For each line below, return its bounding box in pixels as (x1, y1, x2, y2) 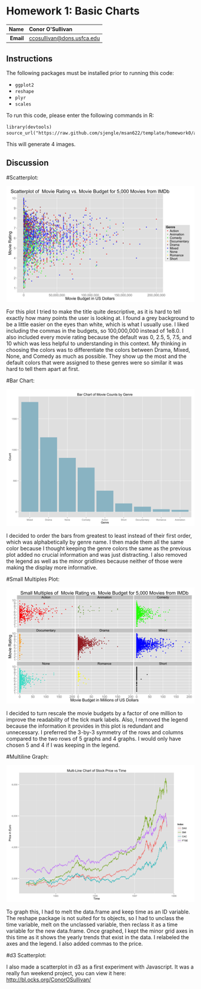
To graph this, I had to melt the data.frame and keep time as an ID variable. (6, 908, 190, 915)
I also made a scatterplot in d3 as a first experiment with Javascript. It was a (6, 963, 194, 970)
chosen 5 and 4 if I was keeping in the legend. (6, 741, 120, 749)
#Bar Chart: (6, 376, 35, 384)
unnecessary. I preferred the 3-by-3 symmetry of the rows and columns (6, 729, 184, 736)
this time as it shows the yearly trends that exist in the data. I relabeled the (6, 934, 190, 941)
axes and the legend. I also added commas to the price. (6, 940, 144, 948)
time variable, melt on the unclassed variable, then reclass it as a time (6, 921, 178, 928)
